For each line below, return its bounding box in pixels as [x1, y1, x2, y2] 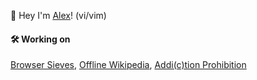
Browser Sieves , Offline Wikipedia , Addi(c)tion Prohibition [10, 59, 247, 71]
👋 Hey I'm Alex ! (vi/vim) [10, 10, 107, 21]
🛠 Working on [10, 33, 71, 45]
